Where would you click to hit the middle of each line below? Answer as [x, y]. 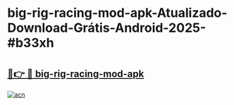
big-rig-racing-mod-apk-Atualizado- [117, 13]
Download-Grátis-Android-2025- [107, 28]
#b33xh [31, 43]
